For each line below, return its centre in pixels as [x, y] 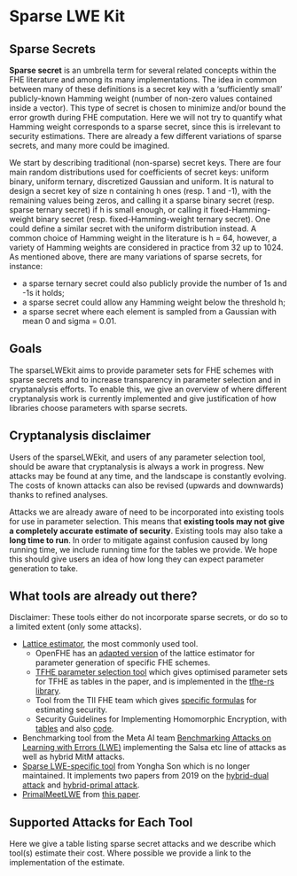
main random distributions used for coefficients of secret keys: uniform [139, 172]
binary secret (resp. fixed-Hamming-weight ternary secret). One [153, 219]
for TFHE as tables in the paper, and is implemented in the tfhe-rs [155, 682]
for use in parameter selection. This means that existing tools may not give [147, 521]
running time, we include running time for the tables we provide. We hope [143, 549]
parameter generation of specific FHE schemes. [123, 663]
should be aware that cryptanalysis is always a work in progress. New [137, 466]
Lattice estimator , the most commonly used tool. [110, 644]
